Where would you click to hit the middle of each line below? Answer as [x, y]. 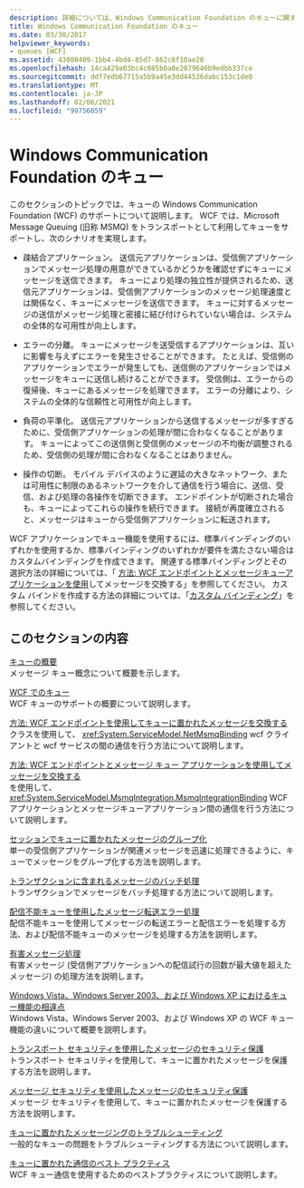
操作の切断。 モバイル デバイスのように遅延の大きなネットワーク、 [147, 474]
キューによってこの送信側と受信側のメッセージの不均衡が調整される [166, 443]
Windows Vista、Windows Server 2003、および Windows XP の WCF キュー [152, 1018]
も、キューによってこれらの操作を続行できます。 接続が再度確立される [153, 508]
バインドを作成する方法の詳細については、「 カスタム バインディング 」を [161, 596]
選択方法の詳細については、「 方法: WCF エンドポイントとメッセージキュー [147, 573]
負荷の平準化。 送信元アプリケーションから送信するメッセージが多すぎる [158, 421]
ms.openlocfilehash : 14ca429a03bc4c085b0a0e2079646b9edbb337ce [131, 69]
